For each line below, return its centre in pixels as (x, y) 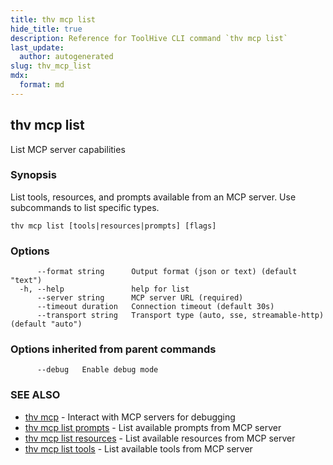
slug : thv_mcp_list (51, 66)
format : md (42, 85)
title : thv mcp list (53, 19)
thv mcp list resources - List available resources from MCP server (160, 438)
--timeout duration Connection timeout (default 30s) (155, 307)
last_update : (37, 47)
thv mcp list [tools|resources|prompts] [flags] (113, 226)
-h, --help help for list (104, 289)
